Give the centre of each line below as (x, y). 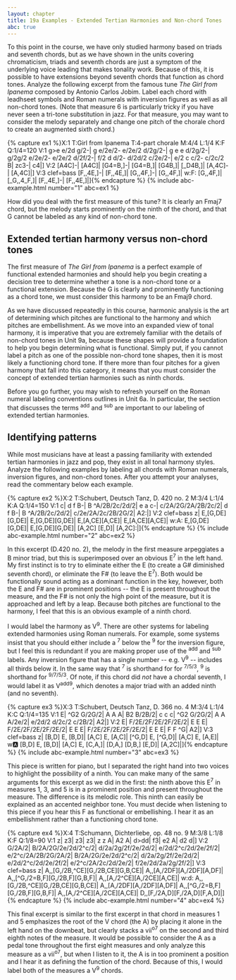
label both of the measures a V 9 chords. (65, 969)
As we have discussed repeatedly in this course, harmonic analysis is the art (118, 310)
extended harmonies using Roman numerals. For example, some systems (113, 633)
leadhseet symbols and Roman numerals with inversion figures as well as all (117, 99)
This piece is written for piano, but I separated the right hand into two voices (118, 766)
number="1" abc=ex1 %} (84, 188)
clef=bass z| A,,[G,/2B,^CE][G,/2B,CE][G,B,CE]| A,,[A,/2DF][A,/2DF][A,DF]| (116, 871)
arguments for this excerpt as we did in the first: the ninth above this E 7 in (114, 781)
